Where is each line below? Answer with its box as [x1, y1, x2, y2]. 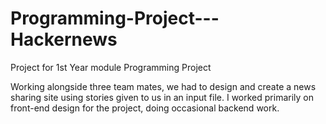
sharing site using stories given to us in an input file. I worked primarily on [10, 91, 314, 103]
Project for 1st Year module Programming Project [10, 61, 212, 73]
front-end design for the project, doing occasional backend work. [10, 102, 280, 114]
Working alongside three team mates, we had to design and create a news [10, 80, 317, 92]
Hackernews [10, 28, 118, 51]
